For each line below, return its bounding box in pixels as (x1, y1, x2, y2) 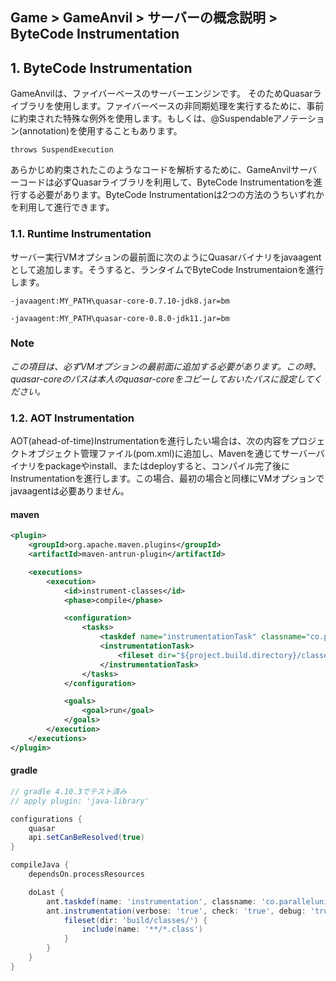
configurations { (10, 814, 83, 824)
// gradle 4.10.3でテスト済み (10, 786, 127, 797)
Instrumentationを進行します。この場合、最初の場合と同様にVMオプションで (10, 473, 325, 485)
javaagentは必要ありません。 (10, 485, 130, 497)
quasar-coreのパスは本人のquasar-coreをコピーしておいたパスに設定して (10, 373, 314, 385)
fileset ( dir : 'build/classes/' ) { (63, 915, 208, 925)
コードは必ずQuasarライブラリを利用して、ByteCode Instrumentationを (18, 176, 314, 188)
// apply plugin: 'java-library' (10, 796, 150, 806)
